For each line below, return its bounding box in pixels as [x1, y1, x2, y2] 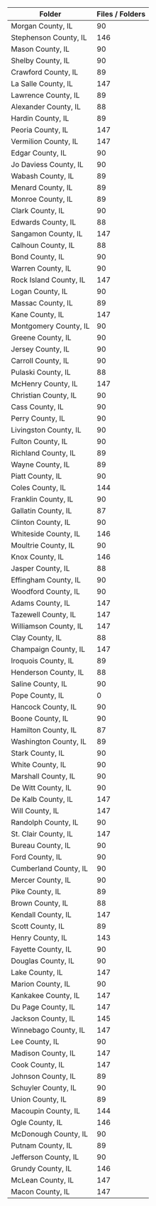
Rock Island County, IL [11, 275, 86, 285]
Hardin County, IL [11, 114, 69, 123]
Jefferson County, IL [11, 1152, 79, 1162]
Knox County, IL [11, 552, 65, 562]
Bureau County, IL [11, 841, 71, 850]
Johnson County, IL [11, 1072, 77, 1081]
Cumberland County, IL [11, 864, 89, 873]
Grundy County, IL [11, 1164, 72, 1173]
